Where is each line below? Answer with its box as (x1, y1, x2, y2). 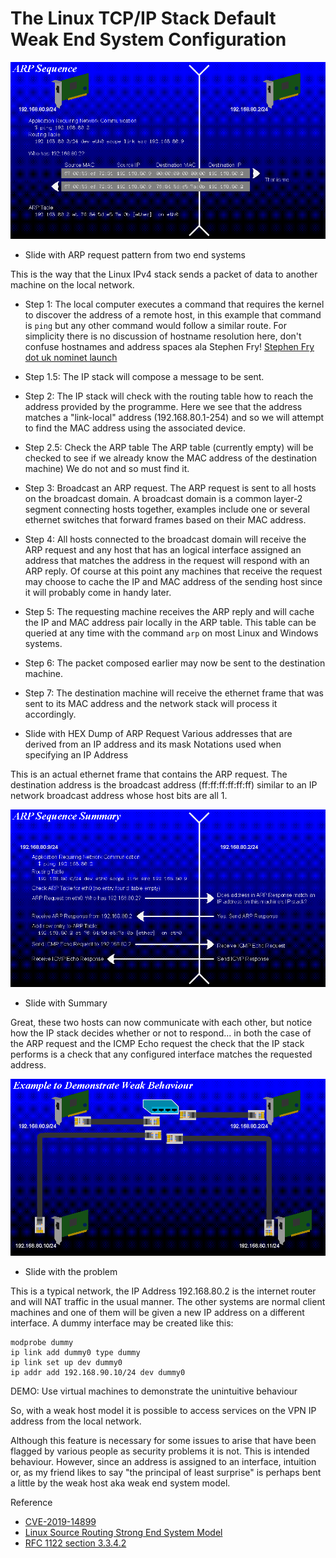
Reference (10, 1497, 53, 1509)
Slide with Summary (24, 997, 108, 1009)
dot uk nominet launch (24, 352, 118, 364)
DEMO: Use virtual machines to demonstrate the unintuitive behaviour (10, 1385, 298, 1397)
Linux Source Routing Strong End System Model (24, 1527, 223, 1539)
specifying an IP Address (24, 749, 129, 761)
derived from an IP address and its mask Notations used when (24, 738, 282, 751)
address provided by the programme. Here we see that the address (24, 401, 303, 413)
